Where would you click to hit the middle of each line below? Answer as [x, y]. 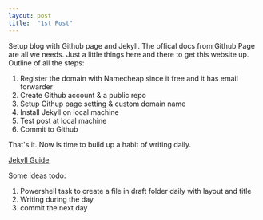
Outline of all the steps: [46, 63]
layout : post [30, 16]
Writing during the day [57, 199]
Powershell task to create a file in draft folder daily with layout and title [135, 191]
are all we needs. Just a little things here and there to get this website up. [129, 54]
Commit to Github [49, 129]
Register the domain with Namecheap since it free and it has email [129, 78]
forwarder [36, 86]
